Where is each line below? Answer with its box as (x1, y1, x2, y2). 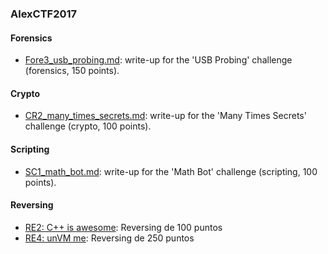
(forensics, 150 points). (24, 65, 120, 77)
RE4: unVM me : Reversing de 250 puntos (24, 232, 195, 244)
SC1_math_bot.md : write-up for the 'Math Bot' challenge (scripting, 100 (24, 165, 318, 177)
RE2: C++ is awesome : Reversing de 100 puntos (24, 221, 223, 233)
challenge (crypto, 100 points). (24, 120, 152, 132)
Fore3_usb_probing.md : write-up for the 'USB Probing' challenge (24, 54, 293, 66)
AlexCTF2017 (10, 7, 78, 21)
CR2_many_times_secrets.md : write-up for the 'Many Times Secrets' (24, 110, 307, 122)
